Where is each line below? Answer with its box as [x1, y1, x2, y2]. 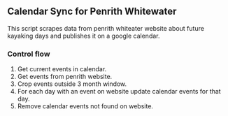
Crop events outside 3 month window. [17, 80, 127, 88]
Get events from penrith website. [17, 73, 113, 81]
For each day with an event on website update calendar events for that [17, 87, 222, 96]
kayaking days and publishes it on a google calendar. [7, 31, 160, 40]
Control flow [7, 49, 50, 59]
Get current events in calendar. [17, 65, 107, 73]
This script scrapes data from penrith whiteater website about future [7, 24, 205, 32]
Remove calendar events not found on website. [17, 102, 154, 110]
